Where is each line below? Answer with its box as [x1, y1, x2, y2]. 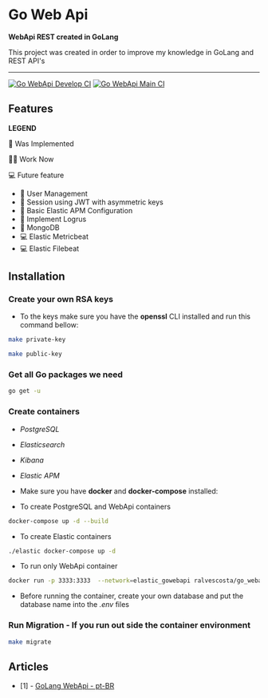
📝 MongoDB [19, 222, 60, 232]
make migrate [8, 637, 52, 646]
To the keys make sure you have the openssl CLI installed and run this [19, 311, 251, 321]
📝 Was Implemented [8, 138, 74, 149]
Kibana [19, 455, 44, 465]
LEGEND [8, 123, 37, 133]
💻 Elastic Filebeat [19, 244, 80, 253]
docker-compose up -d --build [8, 517, 109, 525]
